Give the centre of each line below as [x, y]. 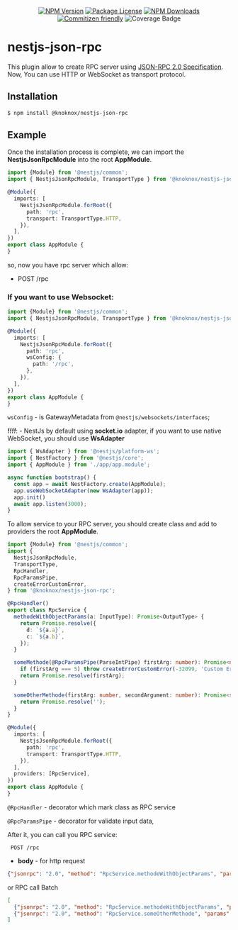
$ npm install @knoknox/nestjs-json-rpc [68, 113]
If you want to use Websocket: [61, 297]
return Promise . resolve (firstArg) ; [73, 676]
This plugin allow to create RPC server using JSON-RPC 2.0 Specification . [115, 67]
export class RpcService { [47, 610]
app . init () [30, 497]
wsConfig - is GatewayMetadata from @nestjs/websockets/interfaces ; [109, 417]
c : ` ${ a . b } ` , [45, 636]
